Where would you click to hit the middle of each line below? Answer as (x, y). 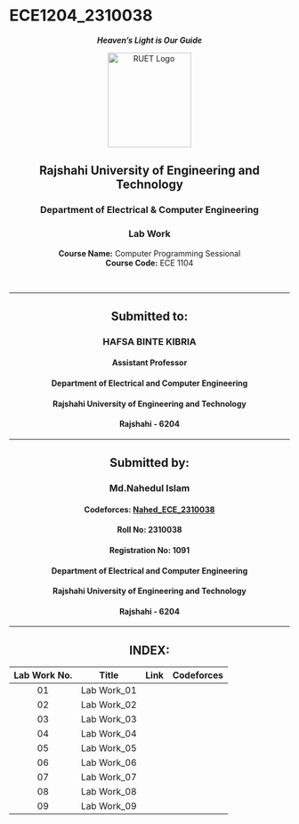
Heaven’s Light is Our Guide (149, 40)
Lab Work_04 (109, 734)
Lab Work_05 (109, 748)
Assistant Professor (149, 363)
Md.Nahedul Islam (149, 488)
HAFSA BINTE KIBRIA (149, 341)
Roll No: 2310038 (149, 530)
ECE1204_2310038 (81, 16)
